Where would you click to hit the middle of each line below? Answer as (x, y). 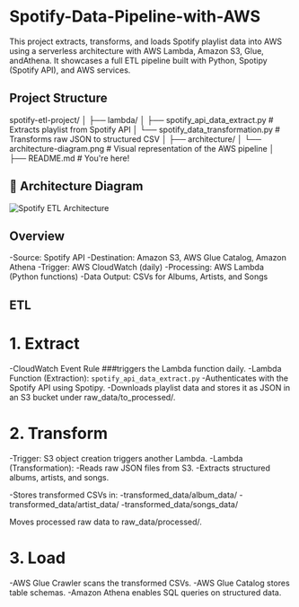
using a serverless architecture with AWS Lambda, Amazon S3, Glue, (137, 50)
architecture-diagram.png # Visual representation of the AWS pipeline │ (142, 148)
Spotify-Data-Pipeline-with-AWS (135, 17)
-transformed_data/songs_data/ (180, 504)
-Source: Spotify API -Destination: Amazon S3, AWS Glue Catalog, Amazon (148, 258)
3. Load (37, 558)
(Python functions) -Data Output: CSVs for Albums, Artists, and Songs (139, 277)
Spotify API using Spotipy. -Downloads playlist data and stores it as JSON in (150, 387)
